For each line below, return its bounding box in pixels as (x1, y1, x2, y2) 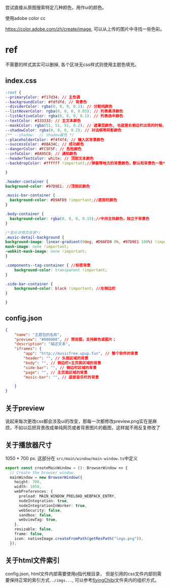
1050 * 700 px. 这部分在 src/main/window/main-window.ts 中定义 (5, 455, 138, 461)
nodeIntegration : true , (18, 498, 69, 503)
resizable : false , (14, 527, 53, 532)
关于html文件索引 (5, 556, 60, 565)
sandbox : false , (18, 512, 53, 517)
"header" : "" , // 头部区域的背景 (23, 356, 89, 361)
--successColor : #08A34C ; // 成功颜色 (5, 142, 84, 147)
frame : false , (14, 532, 44, 537)
